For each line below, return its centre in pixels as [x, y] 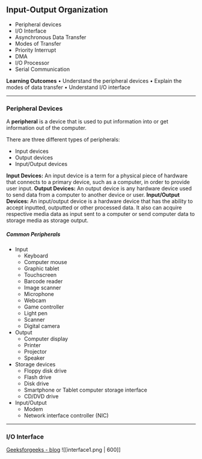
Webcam [35, 301]
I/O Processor [32, 63]
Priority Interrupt [35, 50]
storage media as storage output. [47, 220]
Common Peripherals [33, 234]
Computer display [46, 339]
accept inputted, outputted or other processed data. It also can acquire [94, 208]
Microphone [39, 294]
